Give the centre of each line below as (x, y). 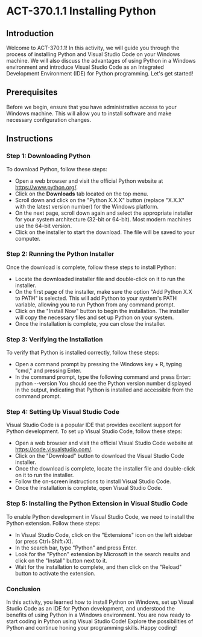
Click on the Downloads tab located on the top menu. (82, 194)
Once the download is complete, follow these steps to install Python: (91, 267)
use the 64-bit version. (43, 226)
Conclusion (24, 589)
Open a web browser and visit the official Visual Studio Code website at (104, 443)
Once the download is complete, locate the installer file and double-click (105, 469)
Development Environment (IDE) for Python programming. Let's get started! (100, 73)
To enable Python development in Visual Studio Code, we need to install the (100, 516)
